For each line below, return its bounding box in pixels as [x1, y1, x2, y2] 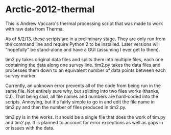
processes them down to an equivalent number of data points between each [5, 67, 166, 73]
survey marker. [5, 72, 37, 78]
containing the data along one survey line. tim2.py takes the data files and [5, 62, 161, 68]
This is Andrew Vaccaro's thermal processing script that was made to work [5, 20, 163, 26]
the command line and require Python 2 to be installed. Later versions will [5, 41, 160, 47]
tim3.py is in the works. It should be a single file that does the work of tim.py [5, 114, 166, 120]
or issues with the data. [5, 125, 55, 131]
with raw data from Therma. [5, 25, 64, 32]
